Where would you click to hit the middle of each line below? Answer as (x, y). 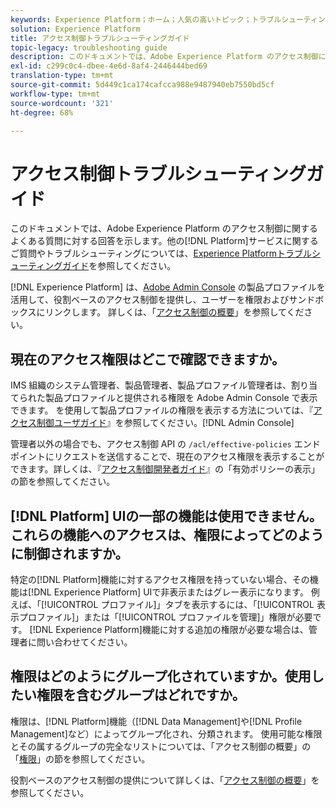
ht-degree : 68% (42, 112)
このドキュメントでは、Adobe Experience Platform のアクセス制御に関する (164, 228)
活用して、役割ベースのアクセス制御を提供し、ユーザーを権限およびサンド (163, 300)
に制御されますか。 (69, 553)
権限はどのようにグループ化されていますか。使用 (161, 676)
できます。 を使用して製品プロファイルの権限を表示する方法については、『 (162, 410)
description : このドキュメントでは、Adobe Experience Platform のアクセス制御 (164, 57)
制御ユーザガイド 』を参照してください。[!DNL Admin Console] (165, 423)
